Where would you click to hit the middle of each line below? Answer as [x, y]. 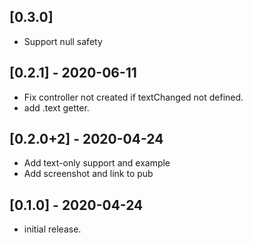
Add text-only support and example [97, 163]
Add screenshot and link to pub [88, 174]
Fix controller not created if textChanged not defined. [133, 97]
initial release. [52, 229]
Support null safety [63, 41]
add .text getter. [56, 107]
